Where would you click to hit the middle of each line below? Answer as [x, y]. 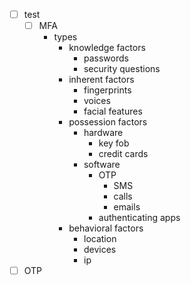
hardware [103, 133]
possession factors [108, 122]
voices [97, 101]
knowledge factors [107, 48]
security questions [122, 69]
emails [127, 207]
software [102, 165]
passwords [106, 58]
